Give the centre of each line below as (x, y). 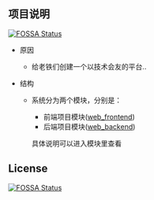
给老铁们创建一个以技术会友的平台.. (89, 66)
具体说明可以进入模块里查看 (77, 143)
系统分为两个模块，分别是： (77, 100)
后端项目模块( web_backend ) (89, 126)
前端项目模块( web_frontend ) (89, 117)
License (28, 169)
